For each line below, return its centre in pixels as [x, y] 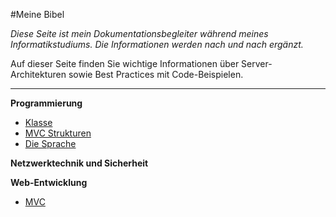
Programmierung [46, 103]
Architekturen [38, 74]
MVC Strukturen [58, 133]
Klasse [38, 122]
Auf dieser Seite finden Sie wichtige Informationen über [125, 63]
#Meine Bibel [37, 14]
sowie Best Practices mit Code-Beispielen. [156, 74]
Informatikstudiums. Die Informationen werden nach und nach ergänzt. [157, 44]
